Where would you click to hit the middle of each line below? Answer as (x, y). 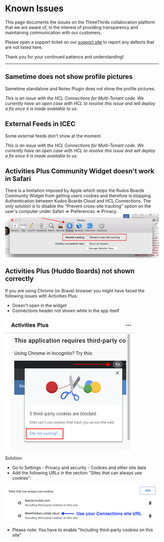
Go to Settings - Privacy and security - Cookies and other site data (79, 467)
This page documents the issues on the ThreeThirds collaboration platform (80, 22)
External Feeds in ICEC (40, 124)
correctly (20, 279)
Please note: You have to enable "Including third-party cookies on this (82, 530)
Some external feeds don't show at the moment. (53, 136)
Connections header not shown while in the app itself (66, 310)
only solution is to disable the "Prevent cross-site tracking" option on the (78, 206)
